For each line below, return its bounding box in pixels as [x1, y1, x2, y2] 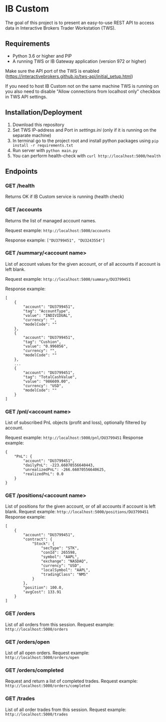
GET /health [5, 182, 35, 189]
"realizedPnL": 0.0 [23, 471, 64, 477]
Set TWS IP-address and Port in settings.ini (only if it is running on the [12, 127, 156, 133]
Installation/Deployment [5, 108, 82, 117]
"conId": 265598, [40, 550, 77, 555]
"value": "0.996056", [23, 343, 68, 349]
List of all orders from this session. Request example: [5, 621, 114, 628]
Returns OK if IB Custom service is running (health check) [5, 194, 124, 200]
